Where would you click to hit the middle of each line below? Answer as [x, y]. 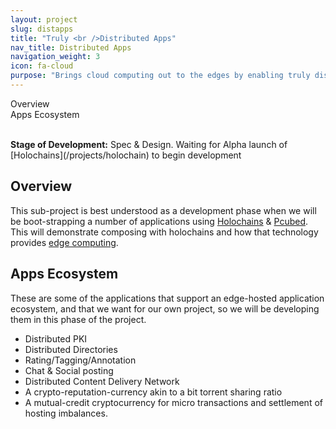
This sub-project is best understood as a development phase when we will [163, 210]
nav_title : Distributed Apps [71, 47]
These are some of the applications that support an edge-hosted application [167, 298]
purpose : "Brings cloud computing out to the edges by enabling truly [160, 76]
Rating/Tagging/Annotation [80, 360]
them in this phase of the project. [78, 319]
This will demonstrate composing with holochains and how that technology [164, 232]
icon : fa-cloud [42, 66]
